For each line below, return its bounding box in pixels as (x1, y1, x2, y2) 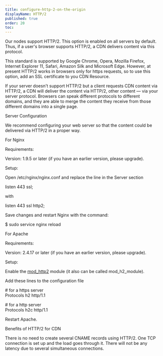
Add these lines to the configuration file (5, 278, 84, 284)
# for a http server (5, 302, 41, 308)
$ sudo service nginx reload (5, 222, 61, 227)
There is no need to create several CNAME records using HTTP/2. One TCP (5, 335, 156, 341)
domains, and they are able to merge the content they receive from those (5, 98, 151, 104)
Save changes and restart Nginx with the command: (5, 212, 109, 218)
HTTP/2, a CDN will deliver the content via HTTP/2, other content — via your (5, 88, 158, 94)
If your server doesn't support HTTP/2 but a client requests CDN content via (5, 83, 158, 89)
